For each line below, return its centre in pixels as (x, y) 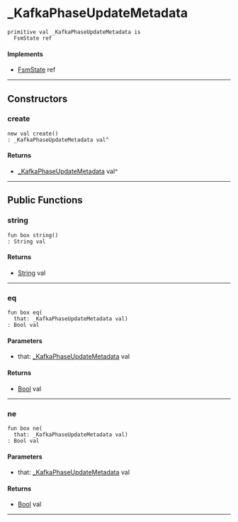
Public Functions (45, 200)
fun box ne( (25, 428)
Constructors (38, 98)
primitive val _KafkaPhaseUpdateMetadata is (74, 32)
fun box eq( (25, 313)
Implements (25, 54)
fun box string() (33, 235)
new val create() (33, 134)
